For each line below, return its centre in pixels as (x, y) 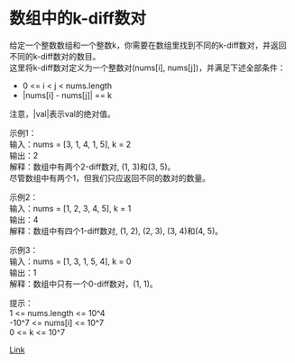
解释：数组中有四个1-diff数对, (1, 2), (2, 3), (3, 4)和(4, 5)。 (116, 231)
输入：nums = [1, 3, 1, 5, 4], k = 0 (70, 261)
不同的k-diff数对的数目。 (55, 56)
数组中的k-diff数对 (78, 18)
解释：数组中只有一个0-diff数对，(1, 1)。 (83, 284)
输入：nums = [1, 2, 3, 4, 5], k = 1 (70, 208)
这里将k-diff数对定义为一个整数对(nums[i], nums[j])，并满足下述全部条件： (147, 68)
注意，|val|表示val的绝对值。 (62, 113)
